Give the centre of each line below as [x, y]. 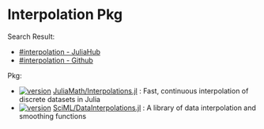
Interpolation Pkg [65, 15]
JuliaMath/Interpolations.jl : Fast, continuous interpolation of [151, 91]
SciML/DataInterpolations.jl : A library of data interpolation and [155, 108]
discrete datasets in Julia [59, 99]
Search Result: [31, 36]
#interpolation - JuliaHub [59, 51]
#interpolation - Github [56, 60]
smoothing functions [53, 116]
